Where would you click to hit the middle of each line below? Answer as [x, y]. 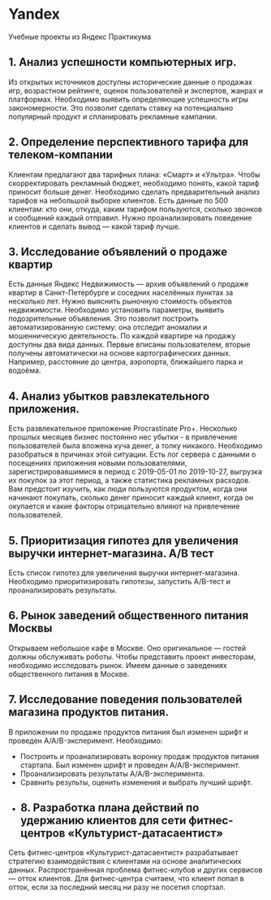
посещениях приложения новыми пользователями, [98, 463]
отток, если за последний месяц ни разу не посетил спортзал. [117, 887]
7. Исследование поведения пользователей [125, 699]
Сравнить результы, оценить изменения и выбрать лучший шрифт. [136, 782]
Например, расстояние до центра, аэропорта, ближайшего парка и [126, 362]
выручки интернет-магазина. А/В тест [111, 553]
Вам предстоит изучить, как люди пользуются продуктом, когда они [128, 489]
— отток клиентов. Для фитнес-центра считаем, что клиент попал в [127, 879]
